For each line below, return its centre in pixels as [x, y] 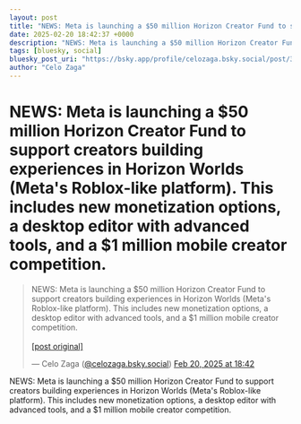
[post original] [57, 346]
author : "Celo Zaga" [48, 68]
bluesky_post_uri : [43, 59]
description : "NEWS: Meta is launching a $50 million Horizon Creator [144, 43]
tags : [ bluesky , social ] [56, 51]
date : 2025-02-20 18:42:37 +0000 [72, 34]
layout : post [34, 17]
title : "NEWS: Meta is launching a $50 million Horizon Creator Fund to [148, 26]
